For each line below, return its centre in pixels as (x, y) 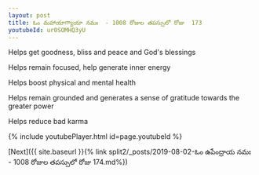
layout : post (29, 15)
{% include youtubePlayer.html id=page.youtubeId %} (95, 137)
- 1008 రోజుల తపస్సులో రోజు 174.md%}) (68, 162)
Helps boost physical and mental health (72, 82)
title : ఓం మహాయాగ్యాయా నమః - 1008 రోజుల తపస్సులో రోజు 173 (105, 23)
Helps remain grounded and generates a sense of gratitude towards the (124, 98)
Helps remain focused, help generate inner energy (89, 67)
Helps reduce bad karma (48, 122)
